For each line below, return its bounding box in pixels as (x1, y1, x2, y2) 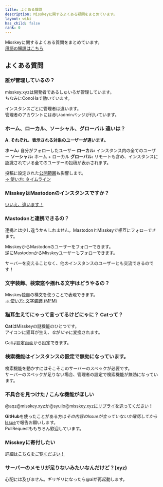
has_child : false (5, 21, 40, 26)
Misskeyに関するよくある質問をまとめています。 (5, 40, 102, 45)
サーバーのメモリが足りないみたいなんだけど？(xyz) (5, 465, 127, 471)
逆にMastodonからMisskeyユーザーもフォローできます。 (5, 250, 118, 256)
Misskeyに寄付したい (5, 439, 55, 445)
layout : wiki (5, 16, 32, 21)
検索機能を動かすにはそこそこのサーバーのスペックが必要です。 (5, 365, 132, 371)
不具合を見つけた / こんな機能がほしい (5, 391, 94, 398)
